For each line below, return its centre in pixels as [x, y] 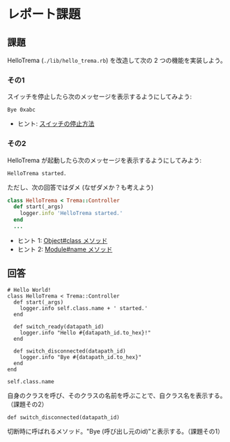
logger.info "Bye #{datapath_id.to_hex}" [80, 357]
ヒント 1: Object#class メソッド [62, 240]
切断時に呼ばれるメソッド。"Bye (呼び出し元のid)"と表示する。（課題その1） [116, 431]
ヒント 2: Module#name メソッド [65, 249]
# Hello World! [29, 290]
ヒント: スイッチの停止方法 [56, 124]
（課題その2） [28, 404]
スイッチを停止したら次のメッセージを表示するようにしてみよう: [100, 97]
